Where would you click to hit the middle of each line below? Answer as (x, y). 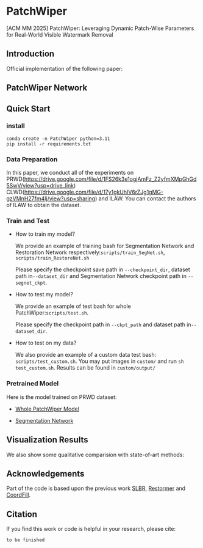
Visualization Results (47, 440)
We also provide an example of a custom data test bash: (86, 355)
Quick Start (28, 108)
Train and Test (28, 221)
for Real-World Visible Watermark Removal (60, 34)
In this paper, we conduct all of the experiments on (70, 173)
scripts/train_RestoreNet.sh (52, 258)
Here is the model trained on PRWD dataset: (62, 397)
